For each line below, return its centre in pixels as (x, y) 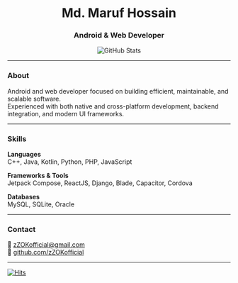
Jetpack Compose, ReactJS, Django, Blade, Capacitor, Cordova (100, 183)
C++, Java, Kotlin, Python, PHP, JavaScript (70, 162)
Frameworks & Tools (38, 176)
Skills (17, 138)
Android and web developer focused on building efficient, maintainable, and (118, 91)
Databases (24, 197)
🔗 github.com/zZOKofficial (46, 253)
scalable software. (34, 99)
